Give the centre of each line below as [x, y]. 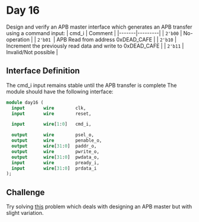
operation [18, 39]
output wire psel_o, [53, 135]
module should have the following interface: [60, 91]
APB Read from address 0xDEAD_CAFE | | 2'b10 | [116, 39]
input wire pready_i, [56, 162]
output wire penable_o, [57, 140]
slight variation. [25, 213]
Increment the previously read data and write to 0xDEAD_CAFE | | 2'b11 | [95, 46]
